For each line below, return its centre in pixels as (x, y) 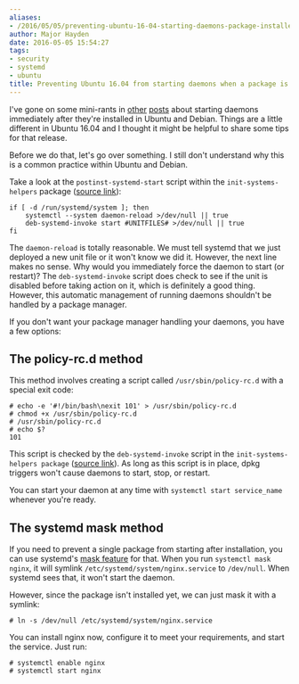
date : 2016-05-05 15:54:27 (59, 42)
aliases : (25, 17)
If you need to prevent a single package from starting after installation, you (146, 549)
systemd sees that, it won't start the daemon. (92, 578)
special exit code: (41, 390)
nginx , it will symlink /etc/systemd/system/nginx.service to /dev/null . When (149, 568)
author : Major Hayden (49, 34)
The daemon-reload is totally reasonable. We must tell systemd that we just (145, 247)
